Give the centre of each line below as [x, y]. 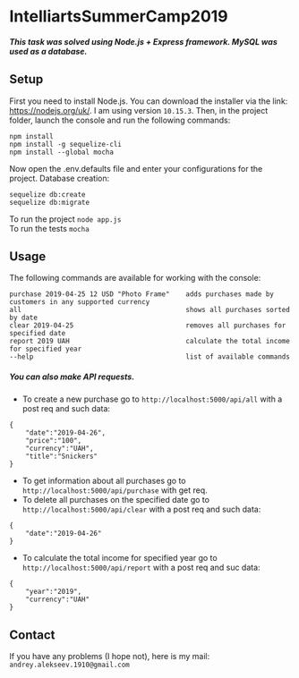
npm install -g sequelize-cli [66, 144]
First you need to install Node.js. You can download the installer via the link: [149, 101]
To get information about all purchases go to [104, 481]
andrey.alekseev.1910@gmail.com [69, 665]
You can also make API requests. [72, 377]
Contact [32, 635]
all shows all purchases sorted [150, 310]
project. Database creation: [60, 178]
